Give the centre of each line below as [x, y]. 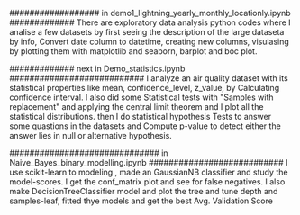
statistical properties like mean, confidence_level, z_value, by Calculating [145, 88]
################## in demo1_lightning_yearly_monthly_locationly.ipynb [150, 13]
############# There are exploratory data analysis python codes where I [150, 22]
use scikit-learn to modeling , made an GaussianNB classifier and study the [149, 172]
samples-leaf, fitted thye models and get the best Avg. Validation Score [141, 201]
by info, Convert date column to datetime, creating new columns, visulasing [150, 41]
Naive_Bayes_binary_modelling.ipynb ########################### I [149, 162]
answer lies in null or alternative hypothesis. [91, 135]
